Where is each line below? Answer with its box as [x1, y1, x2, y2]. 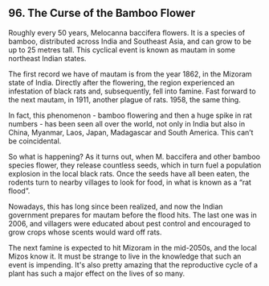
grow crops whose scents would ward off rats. [8, 227, 162, 237]
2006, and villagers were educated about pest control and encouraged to [8, 218, 251, 228]
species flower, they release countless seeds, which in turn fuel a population [8, 160, 262, 170]
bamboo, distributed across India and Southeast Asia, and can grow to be [8, 36, 251, 46]
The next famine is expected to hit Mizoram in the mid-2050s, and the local [8, 242, 257, 252]
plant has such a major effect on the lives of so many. [8, 268, 185, 278]
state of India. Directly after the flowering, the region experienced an [8, 77, 235, 87]
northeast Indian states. [8, 53, 87, 63]
